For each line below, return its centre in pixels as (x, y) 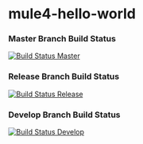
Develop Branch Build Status (64, 115)
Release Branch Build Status (64, 76)
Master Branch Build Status (62, 39)
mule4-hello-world (72, 14)
